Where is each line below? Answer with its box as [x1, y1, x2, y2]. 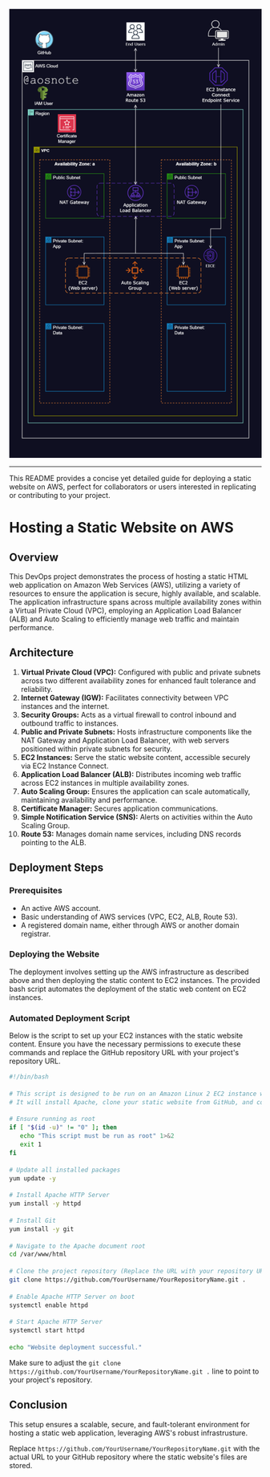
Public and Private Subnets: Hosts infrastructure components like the [20, 726, 252, 736]
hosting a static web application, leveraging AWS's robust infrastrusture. [9, 1428, 248, 1438]
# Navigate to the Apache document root [9, 1242, 147, 1250]
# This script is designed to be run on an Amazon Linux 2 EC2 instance [9, 1090, 257, 1098]
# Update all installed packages [9, 1166, 121, 1174]
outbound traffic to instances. [20, 718, 119, 728]
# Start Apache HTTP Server [9, 1318, 103, 1326]
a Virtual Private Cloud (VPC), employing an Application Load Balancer [9, 606, 242, 615]
